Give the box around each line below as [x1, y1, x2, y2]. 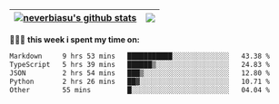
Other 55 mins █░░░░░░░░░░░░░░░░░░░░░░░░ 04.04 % [9, 85, 271, 94]
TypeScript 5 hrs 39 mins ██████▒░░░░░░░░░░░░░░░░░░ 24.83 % [9, 60, 271, 69]
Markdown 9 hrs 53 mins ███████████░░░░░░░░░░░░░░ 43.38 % [9, 52, 271, 61]
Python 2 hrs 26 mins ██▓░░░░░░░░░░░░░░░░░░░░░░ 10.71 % [9, 77, 271, 86]
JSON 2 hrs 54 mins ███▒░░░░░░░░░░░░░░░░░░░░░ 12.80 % [9, 68, 271, 78]
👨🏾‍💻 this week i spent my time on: [9, 34, 141, 44]
